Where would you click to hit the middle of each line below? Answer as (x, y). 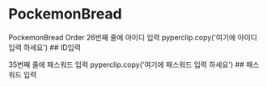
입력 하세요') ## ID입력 (44, 47)
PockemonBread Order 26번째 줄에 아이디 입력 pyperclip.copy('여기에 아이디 (133, 37)
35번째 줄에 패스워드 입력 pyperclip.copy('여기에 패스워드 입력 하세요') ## (127, 64)
